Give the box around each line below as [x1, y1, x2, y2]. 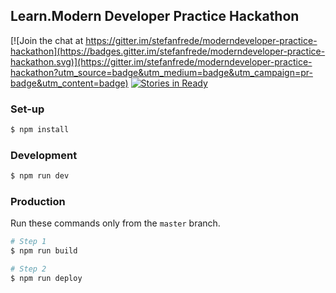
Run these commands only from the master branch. [10, 217, 221, 229]
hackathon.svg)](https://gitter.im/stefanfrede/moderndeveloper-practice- [10, 55, 313, 68]
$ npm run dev [10, 171, 70, 181]
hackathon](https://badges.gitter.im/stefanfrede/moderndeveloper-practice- [10, 45, 326, 57]
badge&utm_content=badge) [10, 77, 129, 89]
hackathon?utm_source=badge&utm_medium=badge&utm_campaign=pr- [10, 66, 313, 78]
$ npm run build [10, 246, 78, 256]
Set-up [10, 102, 45, 116]
